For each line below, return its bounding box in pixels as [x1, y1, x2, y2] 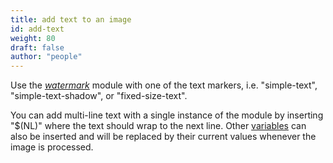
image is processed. [10, 141, 94, 153]
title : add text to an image [10, 14, 132, 25]
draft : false [10, 42, 65, 53]
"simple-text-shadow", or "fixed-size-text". [10, 90, 188, 102]
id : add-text [10, 24, 65, 34]
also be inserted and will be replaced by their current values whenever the [10, 131, 317, 143]
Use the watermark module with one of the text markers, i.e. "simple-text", [10, 79, 318, 91]
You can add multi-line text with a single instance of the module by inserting [10, 109, 324, 121]
